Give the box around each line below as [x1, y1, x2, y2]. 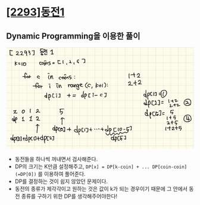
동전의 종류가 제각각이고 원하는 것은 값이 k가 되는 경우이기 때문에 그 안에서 [14, 185, 187, 193]
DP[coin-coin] [152, 164, 187, 170]
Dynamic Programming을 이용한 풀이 [6, 31, 140, 41]
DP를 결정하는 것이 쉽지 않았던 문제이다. [14, 178, 108, 185]
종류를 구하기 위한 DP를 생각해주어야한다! [21, 193, 118, 200]
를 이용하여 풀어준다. [37, 171, 86, 178]
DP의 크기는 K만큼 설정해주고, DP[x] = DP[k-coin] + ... [14, 163, 150, 170]
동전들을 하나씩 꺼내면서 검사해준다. [14, 156, 98, 163]
